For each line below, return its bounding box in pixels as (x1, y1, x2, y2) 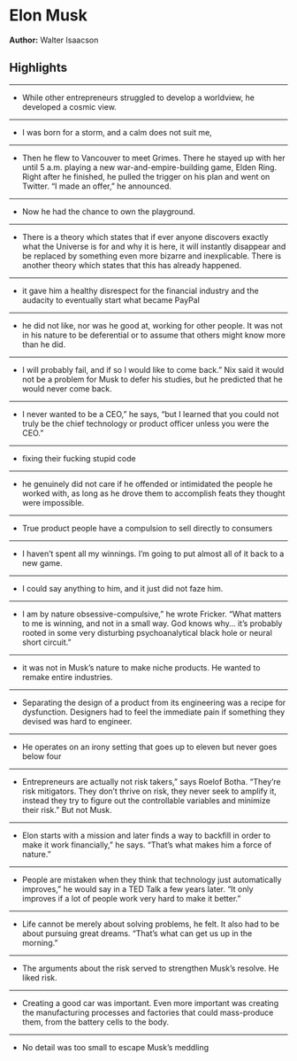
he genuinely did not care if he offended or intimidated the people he (21, 478, 273, 489)
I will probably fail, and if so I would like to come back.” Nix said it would (21, 364, 285, 375)
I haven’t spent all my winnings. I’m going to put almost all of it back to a (21, 548, 285, 559)
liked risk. (21, 972, 57, 983)
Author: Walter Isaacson (9, 35, 99, 45)
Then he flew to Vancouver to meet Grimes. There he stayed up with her (21, 152, 286, 163)
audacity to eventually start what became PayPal (21, 294, 201, 306)
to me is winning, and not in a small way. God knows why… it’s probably (21, 617, 283, 629)
